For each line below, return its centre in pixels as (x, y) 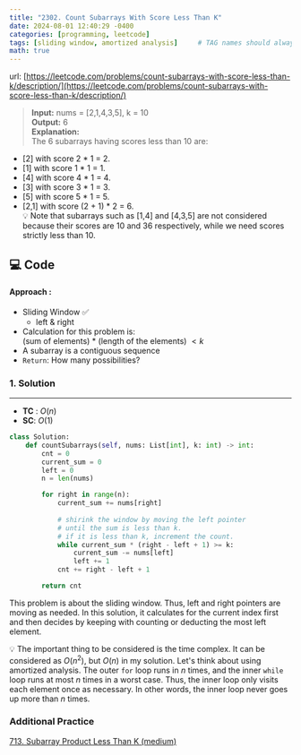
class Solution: (39, 437)
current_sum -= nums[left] (124, 553)
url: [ (18, 76)
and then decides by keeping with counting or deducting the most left (138, 622)
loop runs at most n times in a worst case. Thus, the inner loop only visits (144, 679)
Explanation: (55, 132)
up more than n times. (50, 699)
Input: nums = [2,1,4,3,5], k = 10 (90, 113)
